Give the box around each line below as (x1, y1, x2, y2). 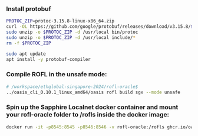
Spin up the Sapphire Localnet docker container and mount (6, 103, 179, 111)
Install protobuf (6, 5, 51, 13)
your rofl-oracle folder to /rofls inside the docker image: (6, 111, 170, 119)
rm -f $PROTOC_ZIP (6, 40, 51, 46)
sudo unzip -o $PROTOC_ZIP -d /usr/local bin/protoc (6, 29, 138, 35)
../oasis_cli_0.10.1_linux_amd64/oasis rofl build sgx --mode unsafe (6, 89, 181, 95)
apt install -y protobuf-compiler (6, 56, 91, 62)
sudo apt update (6, 51, 46, 57)
